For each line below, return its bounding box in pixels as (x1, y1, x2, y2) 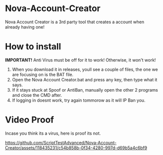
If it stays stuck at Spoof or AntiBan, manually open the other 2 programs (12, 87, 158, 93)
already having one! (5, 24, 45, 30)
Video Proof (5, 114, 54, 125)
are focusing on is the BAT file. (12, 71, 74, 77)
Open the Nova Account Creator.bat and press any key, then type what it (12, 77, 158, 82)
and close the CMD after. (12, 92, 62, 98)
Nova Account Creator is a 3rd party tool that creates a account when (5, 19, 145, 25)
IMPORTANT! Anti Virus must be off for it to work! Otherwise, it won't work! (5, 57, 156, 63)
